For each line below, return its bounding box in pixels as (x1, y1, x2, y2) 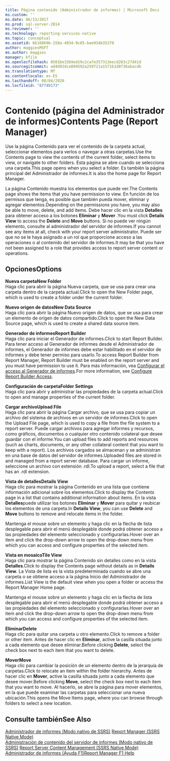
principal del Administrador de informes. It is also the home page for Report (5, 170, 161, 176)
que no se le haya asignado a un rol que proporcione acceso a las (5, 234, 143, 240)
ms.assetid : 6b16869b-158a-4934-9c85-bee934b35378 (5, 41, 114, 46)
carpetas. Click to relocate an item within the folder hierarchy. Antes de (5, 668, 152, 674)
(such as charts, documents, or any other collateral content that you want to (5, 442, 163, 448)
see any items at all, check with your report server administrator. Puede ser (5, 228, 162, 235)
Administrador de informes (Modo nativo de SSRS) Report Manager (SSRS (5, 729, 160, 735)
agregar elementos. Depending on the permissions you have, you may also (5, 202, 160, 208)
